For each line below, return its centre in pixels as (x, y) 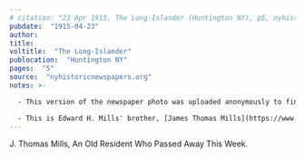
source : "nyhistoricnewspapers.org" (81, 77)
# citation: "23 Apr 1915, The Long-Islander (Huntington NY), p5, (140, 18)
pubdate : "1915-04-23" (54, 26)
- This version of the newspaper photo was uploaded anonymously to (150, 102)
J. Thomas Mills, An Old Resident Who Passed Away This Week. (129, 144)
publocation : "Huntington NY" (69, 60)
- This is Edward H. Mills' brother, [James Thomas (118, 118)
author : (24, 35)
